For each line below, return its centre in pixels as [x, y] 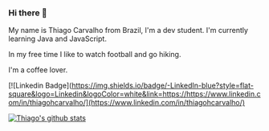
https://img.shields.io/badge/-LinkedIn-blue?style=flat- [163, 86]
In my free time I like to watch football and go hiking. [95, 55]
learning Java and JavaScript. [57, 39]
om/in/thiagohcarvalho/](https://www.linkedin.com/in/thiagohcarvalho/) [127, 103]
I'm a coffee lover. [38, 70]
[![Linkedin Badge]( [40, 86]
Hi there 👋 [28, 13]
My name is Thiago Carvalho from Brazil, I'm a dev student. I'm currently [128, 31]
